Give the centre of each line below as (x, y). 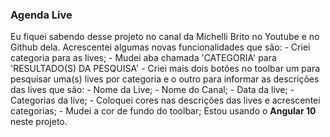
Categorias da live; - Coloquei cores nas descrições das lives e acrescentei (165, 100)
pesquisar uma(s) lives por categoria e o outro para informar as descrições (165, 79)
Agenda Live (41, 15)
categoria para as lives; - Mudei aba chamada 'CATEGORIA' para (143, 58)
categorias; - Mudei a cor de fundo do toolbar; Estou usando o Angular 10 (163, 111)
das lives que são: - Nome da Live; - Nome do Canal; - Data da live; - (152, 90)
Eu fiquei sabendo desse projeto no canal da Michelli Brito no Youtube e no (165, 37)
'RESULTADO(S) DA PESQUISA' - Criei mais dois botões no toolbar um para (165, 69)
